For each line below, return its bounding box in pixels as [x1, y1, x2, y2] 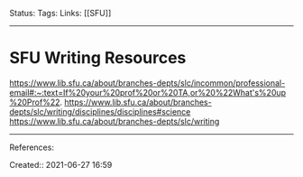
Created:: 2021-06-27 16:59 [9, 159, 113, 170]
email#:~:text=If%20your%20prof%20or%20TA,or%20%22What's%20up [9, 87, 287, 98]
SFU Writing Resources [9, 48, 187, 69]
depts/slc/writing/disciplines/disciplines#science [9, 106, 191, 116]
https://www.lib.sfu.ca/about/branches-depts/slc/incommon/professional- [9, 77, 286, 88]
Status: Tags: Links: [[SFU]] [9, 8, 112, 18]
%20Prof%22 [9, 97, 60, 107]
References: [9, 142, 54, 153]
